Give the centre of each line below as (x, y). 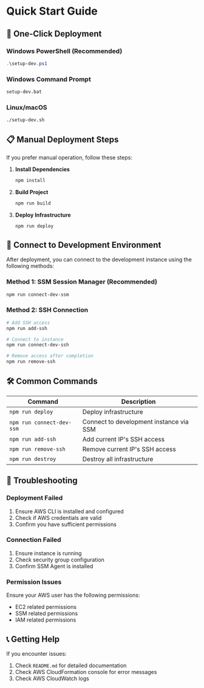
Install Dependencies (42, 169)
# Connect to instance (35, 339)
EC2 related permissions (46, 607)
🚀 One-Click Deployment (54, 34)
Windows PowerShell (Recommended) (64, 51)
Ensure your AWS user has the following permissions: (73, 595)
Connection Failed (34, 540)
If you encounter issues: (36, 653)
